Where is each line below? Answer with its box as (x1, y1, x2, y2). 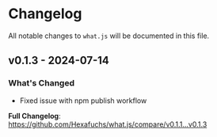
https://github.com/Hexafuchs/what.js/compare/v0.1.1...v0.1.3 (8, 120, 207, 129)
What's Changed (8, 78, 75, 89)
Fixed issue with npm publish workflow (19, 96, 147, 105)
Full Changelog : (8, 111, 61, 120)
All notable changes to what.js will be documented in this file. (8, 31, 210, 40)
